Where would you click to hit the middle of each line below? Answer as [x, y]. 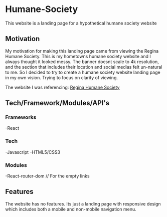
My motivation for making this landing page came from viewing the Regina [82, 51]
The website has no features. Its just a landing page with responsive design [83, 203]
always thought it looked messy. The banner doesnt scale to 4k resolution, [82, 62]
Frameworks [21, 117]
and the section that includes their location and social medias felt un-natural [84, 67]
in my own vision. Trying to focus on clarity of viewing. [62, 77]
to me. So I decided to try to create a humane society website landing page [83, 72]
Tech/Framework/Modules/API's [57, 103]
